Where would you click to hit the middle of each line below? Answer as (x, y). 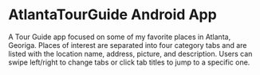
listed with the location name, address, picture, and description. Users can (130, 53)
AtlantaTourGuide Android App (112, 15)
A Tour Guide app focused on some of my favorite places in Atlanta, (120, 37)
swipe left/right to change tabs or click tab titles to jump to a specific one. (129, 62)
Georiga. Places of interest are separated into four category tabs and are (128, 45)
